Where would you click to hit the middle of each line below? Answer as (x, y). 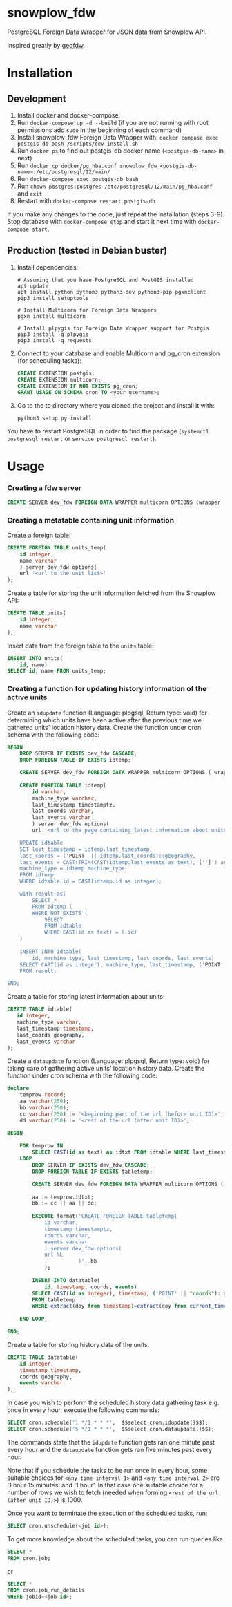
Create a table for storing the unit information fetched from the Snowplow (112, 593)
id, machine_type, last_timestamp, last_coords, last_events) (123, 958)
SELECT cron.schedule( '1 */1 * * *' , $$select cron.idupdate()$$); (108, 1423)
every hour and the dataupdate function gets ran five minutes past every (110, 1449)
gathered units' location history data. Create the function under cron (104, 727)
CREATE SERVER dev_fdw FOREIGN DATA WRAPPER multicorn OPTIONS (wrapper (114, 502)
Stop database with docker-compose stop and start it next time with (102, 221)
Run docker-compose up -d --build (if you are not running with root (113, 122)
